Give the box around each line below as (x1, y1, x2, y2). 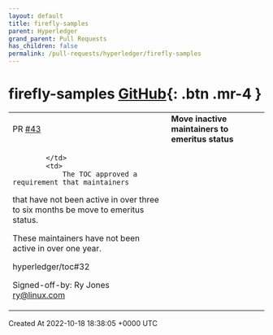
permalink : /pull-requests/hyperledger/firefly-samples (8, 50, 201, 58)
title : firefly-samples (8, 20, 89, 28)
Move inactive (171, 113, 227, 124)
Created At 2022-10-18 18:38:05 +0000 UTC (8, 318, 158, 328)
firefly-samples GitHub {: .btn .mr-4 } (8, 85, 262, 103)
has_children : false (8, 42, 79, 50)
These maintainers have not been (12, 233, 141, 244)
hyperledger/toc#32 (12, 261, 90, 272)
